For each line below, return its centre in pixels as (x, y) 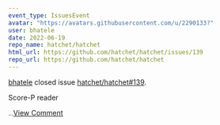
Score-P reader (34, 97)
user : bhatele (32, 30)
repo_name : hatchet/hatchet (55, 45)
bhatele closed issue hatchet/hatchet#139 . (78, 82)
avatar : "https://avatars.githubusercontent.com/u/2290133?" (111, 23)
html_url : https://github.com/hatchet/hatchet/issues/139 (106, 52)
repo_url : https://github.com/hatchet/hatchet (86, 60)
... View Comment (36, 112)
